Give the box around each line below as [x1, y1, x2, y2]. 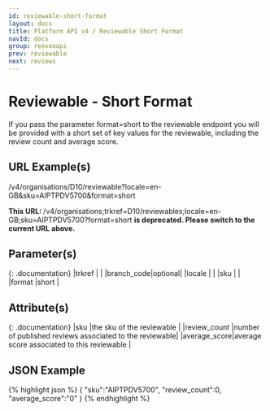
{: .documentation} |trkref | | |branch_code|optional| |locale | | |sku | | [8, 269, 241, 278]
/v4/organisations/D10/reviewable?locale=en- [8, 181, 162, 191]
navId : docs [8, 34, 49, 43]
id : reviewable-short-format [8, 11, 107, 20]
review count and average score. [8, 136, 119, 146]
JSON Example [8, 363, 85, 377]
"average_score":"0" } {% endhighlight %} [8, 394, 150, 404]
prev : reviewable [8, 50, 67, 58]
